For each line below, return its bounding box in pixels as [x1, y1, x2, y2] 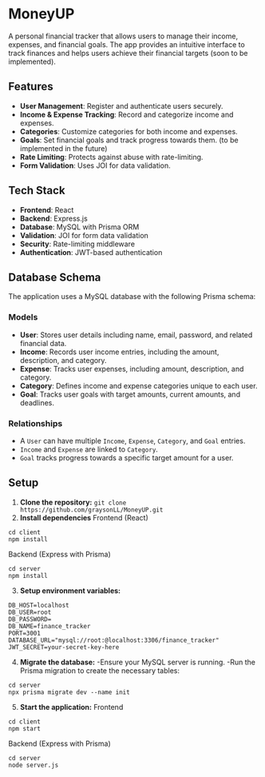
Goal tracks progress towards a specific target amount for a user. [19, 452, 234, 462]
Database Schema [8, 270, 101, 284]
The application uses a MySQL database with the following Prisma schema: [8, 292, 256, 301]
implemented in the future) [19, 143, 108, 153]
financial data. [19, 338, 67, 348]
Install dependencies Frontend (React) [19, 512, 149, 522]
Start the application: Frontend [19, 702, 124, 711]
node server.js [8, 761, 59, 769]
